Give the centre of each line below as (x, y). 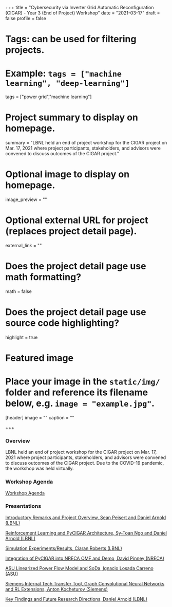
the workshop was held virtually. (40, 468)
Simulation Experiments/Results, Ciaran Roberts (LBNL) (64, 548)
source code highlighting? (62, 323)
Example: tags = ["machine (64, 73)
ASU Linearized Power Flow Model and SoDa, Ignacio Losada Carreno (80, 568)
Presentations (23, 506)
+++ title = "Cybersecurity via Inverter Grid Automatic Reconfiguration (80, 7)
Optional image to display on (68, 174)
